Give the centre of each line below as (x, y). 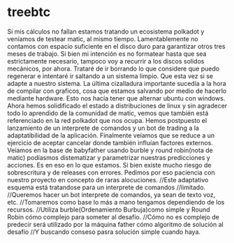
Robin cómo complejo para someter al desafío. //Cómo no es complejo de (114, 216)
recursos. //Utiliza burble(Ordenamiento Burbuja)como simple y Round (109, 209)
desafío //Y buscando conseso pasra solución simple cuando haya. (104, 232)
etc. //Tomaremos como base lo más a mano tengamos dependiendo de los (116, 202)
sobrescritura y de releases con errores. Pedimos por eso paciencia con (111, 172)
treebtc (29, 12)
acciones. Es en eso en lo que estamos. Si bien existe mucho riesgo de (109, 165)
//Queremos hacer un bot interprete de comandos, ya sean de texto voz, (111, 194)
